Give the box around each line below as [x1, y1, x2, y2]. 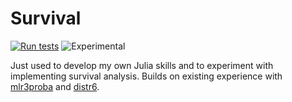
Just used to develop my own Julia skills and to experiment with [10, 59, 274, 71]
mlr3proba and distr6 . [10, 80, 100, 92]
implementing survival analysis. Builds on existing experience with [10, 70, 283, 82]
